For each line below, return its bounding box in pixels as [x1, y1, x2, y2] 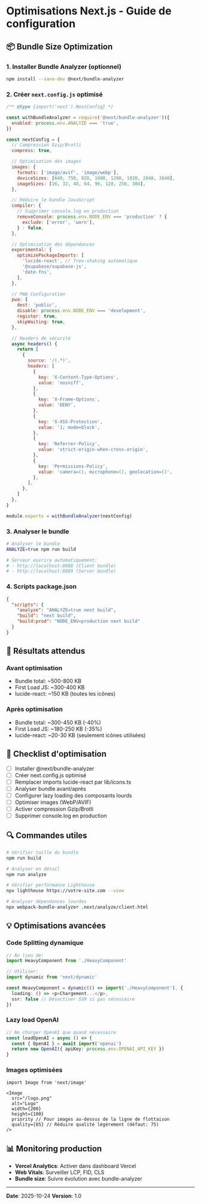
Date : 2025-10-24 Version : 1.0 [6, 1193, 82, 1200]
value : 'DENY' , [38, 402, 77, 408]
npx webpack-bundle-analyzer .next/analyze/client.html [6, 904, 148, 910]
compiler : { [11, 202, 42, 209]
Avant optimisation [6, 664, 63, 672]
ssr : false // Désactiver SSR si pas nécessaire [11, 996, 135, 1002]
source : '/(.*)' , [28, 357, 71, 363]
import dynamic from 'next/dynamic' [6, 974, 98, 980]
